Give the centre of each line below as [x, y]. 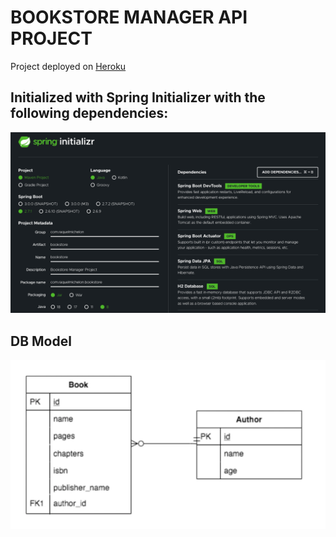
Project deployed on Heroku [68, 66]
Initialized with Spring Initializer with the [138, 97]
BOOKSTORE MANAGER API [129, 17]
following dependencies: [89, 113]
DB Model [41, 341]
